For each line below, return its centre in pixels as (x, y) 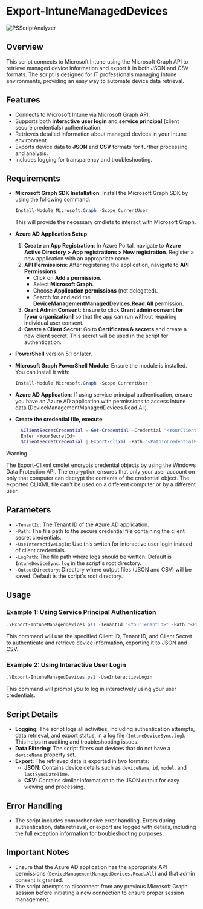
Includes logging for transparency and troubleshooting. (84, 159)
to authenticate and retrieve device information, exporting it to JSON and (97, 643)
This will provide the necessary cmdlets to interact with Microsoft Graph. (105, 222)
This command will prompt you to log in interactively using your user (92, 689)
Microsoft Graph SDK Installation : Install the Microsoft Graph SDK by (101, 193)
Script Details (32, 714)
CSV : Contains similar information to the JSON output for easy (102, 781)
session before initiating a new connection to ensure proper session (99, 893)
